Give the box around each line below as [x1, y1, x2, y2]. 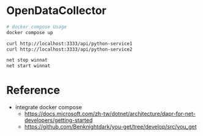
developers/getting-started [24, 116, 93, 124]
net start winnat [6, 63, 51, 69]
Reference [6, 84, 60, 98]
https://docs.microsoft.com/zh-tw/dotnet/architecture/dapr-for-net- [24, 110, 196, 118]
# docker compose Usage [6, 24, 67, 30]
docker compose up [6, 29, 53, 35]
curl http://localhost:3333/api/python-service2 [6, 46, 133, 52]
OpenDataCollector [6, 4, 107, 18]
